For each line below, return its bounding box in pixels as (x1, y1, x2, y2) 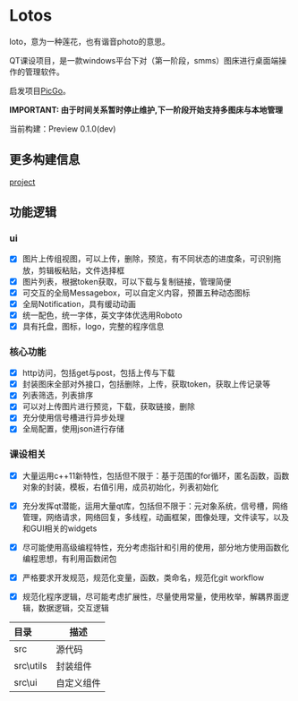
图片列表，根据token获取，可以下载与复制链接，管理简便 (21, 276, 232, 286)
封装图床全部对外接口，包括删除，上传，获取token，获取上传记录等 (21, 379, 271, 389)
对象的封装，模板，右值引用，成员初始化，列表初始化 (21, 481, 219, 492)
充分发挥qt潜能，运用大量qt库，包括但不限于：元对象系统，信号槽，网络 (21, 500, 289, 511)
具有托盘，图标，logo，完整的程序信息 (21, 321, 165, 331)
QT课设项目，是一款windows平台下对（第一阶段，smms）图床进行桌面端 (9, 55, 279, 65)
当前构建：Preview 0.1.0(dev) (9, 123, 116, 134)
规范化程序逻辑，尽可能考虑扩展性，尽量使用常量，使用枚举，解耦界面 (21, 592, 282, 603)
